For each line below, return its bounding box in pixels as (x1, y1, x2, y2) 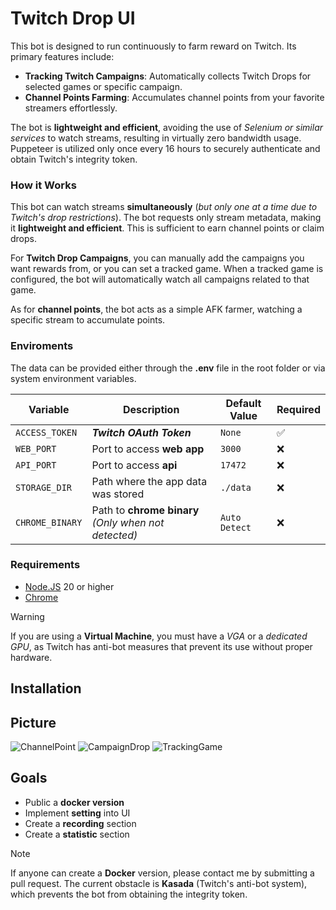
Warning (10, 610, 45, 622)
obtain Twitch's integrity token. (10, 153, 138, 165)
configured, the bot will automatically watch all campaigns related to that (10, 273, 310, 286)
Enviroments (10, 339, 74, 353)
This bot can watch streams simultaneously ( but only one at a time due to (10, 201, 318, 213)
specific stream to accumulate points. (10, 314, 166, 326)
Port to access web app (91, 442, 205, 456)
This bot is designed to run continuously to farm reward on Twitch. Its (10, 40, 297, 52)
